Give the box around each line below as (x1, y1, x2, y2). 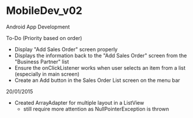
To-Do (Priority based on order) (6, 34, 82, 41)
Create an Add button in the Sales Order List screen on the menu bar (14, 77, 180, 84)
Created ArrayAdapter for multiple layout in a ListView (14, 99, 144, 106)
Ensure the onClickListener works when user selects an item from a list (14, 64, 186, 71)
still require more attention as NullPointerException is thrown (23, 105, 170, 112)
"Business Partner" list (14, 58, 69, 65)
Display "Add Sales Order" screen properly (14, 45, 118, 53)
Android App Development (6, 23, 70, 30)
